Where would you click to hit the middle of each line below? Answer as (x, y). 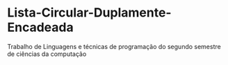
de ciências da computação (47, 54)
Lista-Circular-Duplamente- (89, 13)
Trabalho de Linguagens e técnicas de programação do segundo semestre (114, 46)
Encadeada (41, 27)
